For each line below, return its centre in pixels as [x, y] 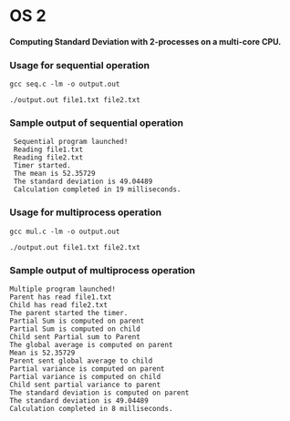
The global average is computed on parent [91, 344]
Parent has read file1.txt [61, 297]
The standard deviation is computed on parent [99, 393]
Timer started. [42, 166]
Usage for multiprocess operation [86, 212]
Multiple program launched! [63, 289]
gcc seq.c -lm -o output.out [65, 84]
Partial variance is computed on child [85, 376]
